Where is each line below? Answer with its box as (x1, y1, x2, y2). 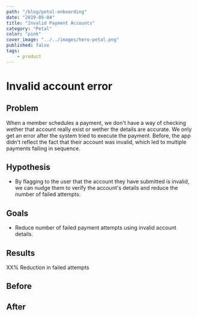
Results (6, 248, 35, 258)
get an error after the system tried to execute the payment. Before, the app (6, 132, 191, 139)
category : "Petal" (6, 25, 52, 32)
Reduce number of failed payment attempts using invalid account (14, 224, 177, 231)
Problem (6, 103, 39, 114)
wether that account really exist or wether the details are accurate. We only (6, 126, 192, 133)
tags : (6, 48, 20, 54)
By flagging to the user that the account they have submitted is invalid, (14, 178, 190, 185)
